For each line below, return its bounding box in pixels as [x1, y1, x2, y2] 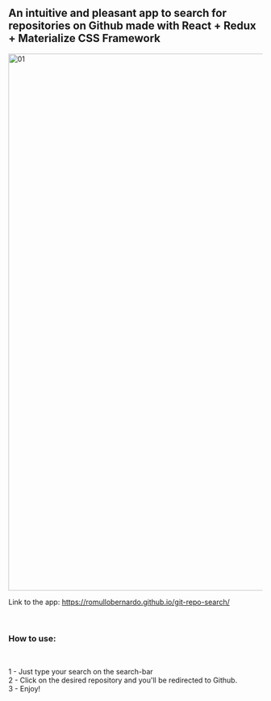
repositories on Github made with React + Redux [8, 19, 256, 33]
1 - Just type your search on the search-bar [8, 667, 153, 677]
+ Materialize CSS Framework [8, 31, 161, 45]
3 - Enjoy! [8, 684, 41, 694]
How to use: [8, 632, 56, 644]
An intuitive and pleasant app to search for [8, 6, 227, 20]
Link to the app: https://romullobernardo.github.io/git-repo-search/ [8, 597, 230, 607]
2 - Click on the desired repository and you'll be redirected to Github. [8, 675, 238, 685]
